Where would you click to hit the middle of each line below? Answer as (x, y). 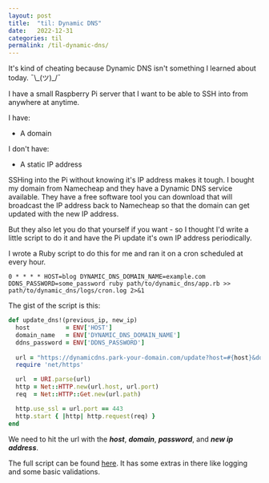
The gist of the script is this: (54, 306)
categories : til (35, 38)
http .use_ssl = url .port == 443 (70, 409)
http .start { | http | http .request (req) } (86, 416)
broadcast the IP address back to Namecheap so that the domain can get (129, 206)
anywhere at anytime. (44, 103)
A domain (36, 134)
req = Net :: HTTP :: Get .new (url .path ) (78, 394)
